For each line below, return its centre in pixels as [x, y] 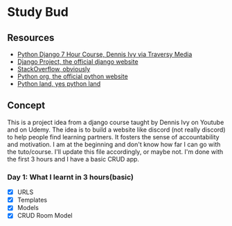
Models [28, 208]
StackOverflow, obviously [54, 69]
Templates [32, 200]
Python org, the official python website [72, 76]
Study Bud [38, 12]
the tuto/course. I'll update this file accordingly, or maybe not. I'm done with [115, 151]
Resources [31, 38]
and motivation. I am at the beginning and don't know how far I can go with [114, 144]
